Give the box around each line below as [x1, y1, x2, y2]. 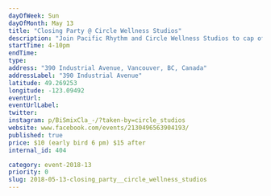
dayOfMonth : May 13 [8, 19, 74, 27]
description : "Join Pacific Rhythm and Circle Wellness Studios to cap [8, 34, 254, 43]
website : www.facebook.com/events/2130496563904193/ [8, 124, 190, 132]
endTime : [8, 49, 38, 57]
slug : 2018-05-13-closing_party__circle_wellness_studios [8, 176, 207, 184]
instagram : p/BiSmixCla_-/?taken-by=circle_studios [8, 116, 186, 125]
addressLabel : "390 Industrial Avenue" [8, 71, 143, 80]
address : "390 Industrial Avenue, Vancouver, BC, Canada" [8, 64, 207, 72]
